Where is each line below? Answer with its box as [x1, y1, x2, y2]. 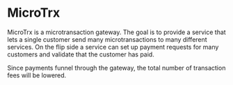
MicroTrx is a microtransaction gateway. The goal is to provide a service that [7, 28, 226, 36]
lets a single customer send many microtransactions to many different [7, 35, 207, 43]
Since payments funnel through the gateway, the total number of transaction [7, 63, 226, 72]
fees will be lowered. [7, 71, 67, 79]
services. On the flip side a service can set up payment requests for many [7, 42, 219, 51]
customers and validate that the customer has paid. [7, 50, 154, 59]
